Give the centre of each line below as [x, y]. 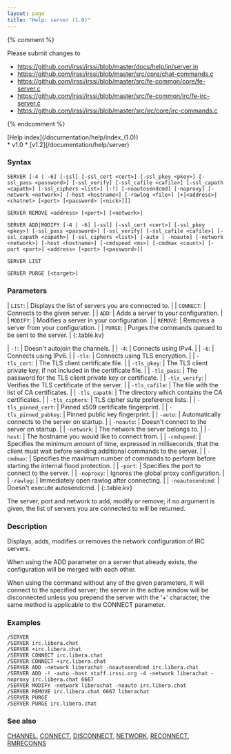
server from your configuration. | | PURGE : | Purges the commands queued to [115, 328]
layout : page [26, 13]
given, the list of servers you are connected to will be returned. [97, 509]
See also [22, 721]
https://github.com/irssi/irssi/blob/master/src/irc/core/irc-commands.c [117, 110]
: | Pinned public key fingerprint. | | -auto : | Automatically [140, 414]
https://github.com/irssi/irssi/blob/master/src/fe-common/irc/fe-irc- [113, 96]
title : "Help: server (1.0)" [49, 20]
